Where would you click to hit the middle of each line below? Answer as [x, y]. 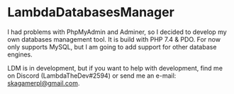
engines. [20, 54]
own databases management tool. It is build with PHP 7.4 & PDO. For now [114, 39]
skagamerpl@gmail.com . [44, 83]
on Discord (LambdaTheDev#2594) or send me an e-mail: [92, 76]
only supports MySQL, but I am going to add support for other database [112, 47]
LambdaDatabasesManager [91, 12]
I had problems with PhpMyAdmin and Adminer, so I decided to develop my [117, 32]
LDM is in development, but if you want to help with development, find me [115, 68]
